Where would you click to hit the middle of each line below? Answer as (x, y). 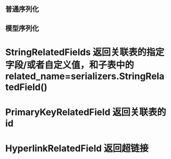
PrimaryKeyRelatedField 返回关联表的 (86, 112)
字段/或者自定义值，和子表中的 (70, 65)
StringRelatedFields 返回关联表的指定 (85, 52)
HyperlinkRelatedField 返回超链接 (77, 148)
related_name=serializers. (62, 76)
